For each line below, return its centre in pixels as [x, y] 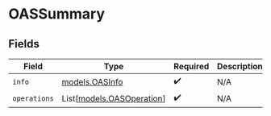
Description [240, 66]
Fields [24, 44]
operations [33, 98]
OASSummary [57, 14]
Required [191, 66]
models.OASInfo [92, 81]
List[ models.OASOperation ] [114, 98]
